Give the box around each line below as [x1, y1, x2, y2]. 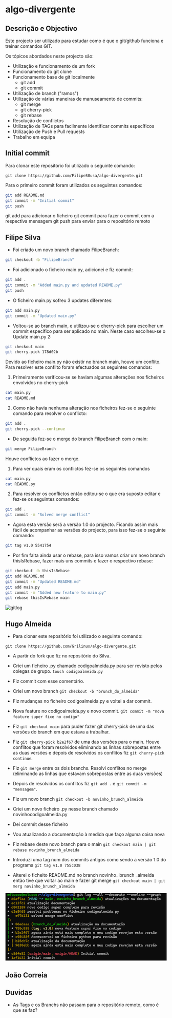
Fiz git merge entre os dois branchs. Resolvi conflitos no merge [12, 765, 147, 771]
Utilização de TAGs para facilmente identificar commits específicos [12, 123, 155, 129]
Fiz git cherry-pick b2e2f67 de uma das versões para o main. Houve [12, 739, 160, 745]
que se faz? [12, 1007, 37, 1013]
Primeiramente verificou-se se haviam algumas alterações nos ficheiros [12, 374, 164, 381]
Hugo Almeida [5, 619, 52, 628]
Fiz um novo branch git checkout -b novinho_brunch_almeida [12, 796, 143, 802]
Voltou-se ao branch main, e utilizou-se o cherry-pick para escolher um [12, 323, 164, 329]
